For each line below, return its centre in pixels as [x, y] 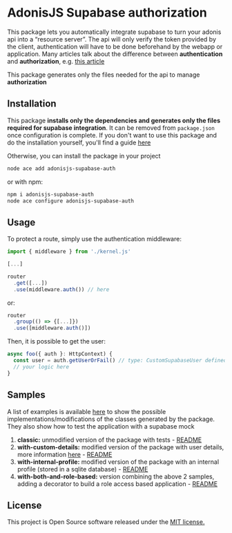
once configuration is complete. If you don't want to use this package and [112, 135]
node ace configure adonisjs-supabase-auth [71, 201]
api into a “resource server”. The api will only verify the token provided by [112, 39]
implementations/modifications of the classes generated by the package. [111, 419]
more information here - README [65, 454]
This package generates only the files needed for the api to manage [104, 75]
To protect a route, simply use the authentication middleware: [94, 239]
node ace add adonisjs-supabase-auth [61, 168]
